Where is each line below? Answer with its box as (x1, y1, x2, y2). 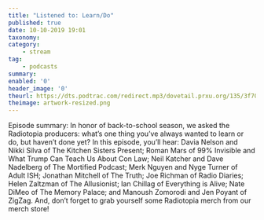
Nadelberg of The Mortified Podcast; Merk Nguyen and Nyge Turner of (8, 163, 238, 172)
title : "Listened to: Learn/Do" (8, 11, 114, 20)
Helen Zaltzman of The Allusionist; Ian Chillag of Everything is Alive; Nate (8, 179, 245, 189)
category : (8, 41, 41, 49)
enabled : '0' (8, 77, 51, 85)
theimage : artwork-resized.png (8, 99, 111, 107)
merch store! (8, 204, 49, 214)
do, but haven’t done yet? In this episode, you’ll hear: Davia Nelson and (8, 137, 238, 147)
